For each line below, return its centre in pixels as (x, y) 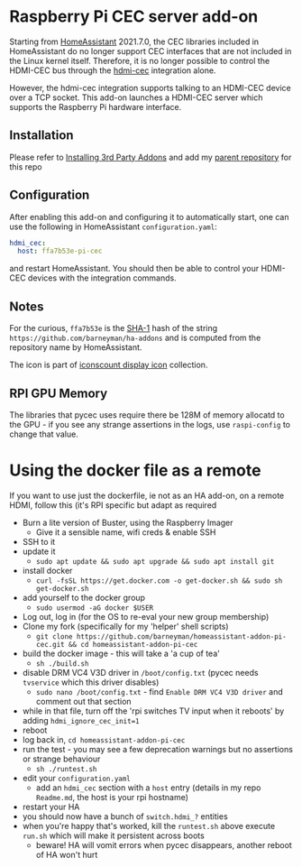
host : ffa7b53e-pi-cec (60, 251)
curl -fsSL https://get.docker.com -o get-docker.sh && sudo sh (159, 581)
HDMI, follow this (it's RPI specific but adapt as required (113, 505)
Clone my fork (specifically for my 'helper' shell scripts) (125, 626)
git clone (55, 636)
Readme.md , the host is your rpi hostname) (112, 797)
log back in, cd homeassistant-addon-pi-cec (104, 739)
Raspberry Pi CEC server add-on (134, 17)
